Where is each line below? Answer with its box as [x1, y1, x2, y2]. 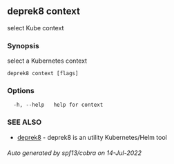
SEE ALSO [7, 117, 42, 127]
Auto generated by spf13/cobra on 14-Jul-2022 [7, 149, 142, 157]
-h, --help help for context [13, 101, 104, 109]
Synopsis [7, 41, 39, 50]
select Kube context [7, 23, 64, 32]
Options [7, 86, 35, 96]
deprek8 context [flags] [7, 70, 79, 77]
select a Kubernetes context [7, 57, 88, 65]
